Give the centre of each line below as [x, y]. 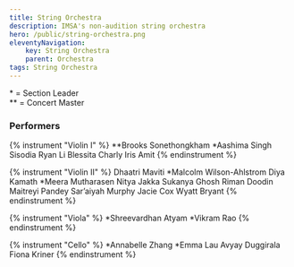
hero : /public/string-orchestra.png [77, 34]
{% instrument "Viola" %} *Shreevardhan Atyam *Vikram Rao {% [130, 218]
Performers [35, 125]
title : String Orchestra [55, 17]
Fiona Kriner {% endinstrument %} [73, 254]
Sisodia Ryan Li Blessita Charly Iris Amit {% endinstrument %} [123, 155]
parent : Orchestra [59, 59]
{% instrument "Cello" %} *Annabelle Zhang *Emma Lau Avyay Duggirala [145, 245]
